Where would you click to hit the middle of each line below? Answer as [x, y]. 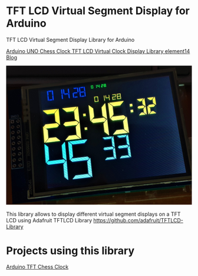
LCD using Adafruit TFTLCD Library [49, 221]
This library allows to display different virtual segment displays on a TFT [93, 214]
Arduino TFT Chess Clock [37, 267]
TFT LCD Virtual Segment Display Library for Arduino [70, 40]
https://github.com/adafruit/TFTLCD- [138, 221]
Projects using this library [70, 250]
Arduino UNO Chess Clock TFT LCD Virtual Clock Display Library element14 [98, 51]
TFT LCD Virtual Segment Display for [98, 11]
